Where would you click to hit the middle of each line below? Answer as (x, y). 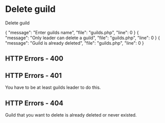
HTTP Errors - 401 (33, 75)
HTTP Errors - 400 (34, 59)
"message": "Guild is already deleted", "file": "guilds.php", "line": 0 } (75, 43)
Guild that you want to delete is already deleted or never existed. (71, 115)
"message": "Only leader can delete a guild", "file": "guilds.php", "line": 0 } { (82, 38)
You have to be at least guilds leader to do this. (53, 87)
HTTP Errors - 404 (34, 103)
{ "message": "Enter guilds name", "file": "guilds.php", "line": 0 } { (72, 32)
